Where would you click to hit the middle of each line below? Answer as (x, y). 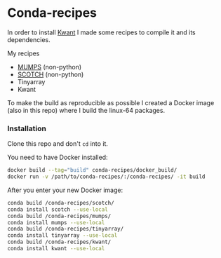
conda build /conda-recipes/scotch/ (61, 203)
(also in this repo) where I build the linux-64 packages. (86, 110)
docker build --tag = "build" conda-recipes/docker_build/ (92, 170)
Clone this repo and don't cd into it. (58, 144)
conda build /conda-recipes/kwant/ (59, 242)
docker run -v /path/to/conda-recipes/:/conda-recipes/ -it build (106, 177)
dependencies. (29, 39)
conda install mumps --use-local (56, 222)
